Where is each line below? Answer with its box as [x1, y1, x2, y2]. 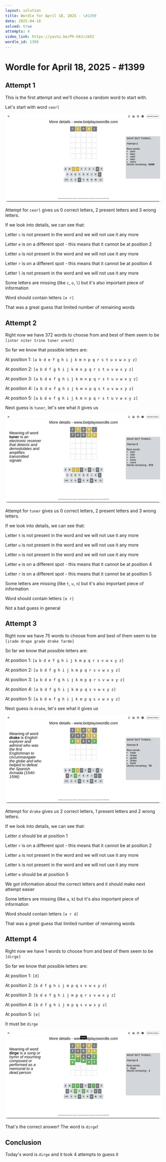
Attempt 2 [5, 319, 37, 327]
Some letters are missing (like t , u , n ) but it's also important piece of [5, 580, 144, 586]
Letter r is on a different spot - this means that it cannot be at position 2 [5, 843, 152, 848]
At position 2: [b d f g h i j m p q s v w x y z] [5, 982, 107, 988]
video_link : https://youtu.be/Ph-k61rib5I [5, 34, 94, 39]
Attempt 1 [5, 81, 36, 89]
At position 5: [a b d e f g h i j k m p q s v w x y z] [5, 696, 120, 702]
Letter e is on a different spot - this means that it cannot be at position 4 [5, 561, 153, 567]
